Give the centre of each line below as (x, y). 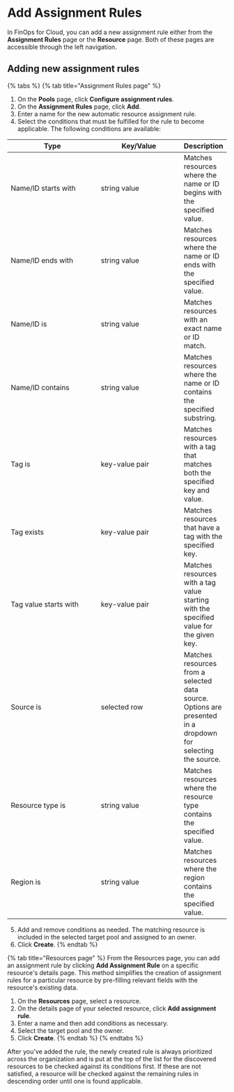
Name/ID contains (40, 387)
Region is (26, 882)
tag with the (203, 536)
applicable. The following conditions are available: (89, 128)
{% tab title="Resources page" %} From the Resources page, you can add (114, 958)
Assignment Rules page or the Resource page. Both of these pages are (111, 39)
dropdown (201, 733)
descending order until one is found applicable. (75, 1081)
